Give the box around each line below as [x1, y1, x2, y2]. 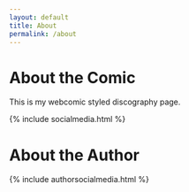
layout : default [9, 12, 69, 22]
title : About [9, 21, 57, 30]
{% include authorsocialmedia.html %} [9, 174, 150, 185]
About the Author [9, 145, 140, 165]
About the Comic [9, 67, 136, 88]
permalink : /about [9, 29, 77, 38]
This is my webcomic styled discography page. [9, 96, 181, 107]
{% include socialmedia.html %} [9, 114, 126, 125]
